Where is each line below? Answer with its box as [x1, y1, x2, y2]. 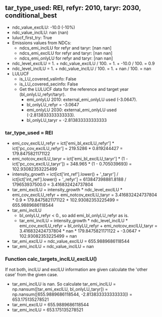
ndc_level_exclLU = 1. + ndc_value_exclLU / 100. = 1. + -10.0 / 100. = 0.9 [12, 60, 155, 66]
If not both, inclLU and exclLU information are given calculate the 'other [5, 267, 148, 272]
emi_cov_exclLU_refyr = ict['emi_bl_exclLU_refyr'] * [12, 140, 114, 146]
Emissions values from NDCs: [12, 40, 71, 46]
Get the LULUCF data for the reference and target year [19, 86, 129, 92]
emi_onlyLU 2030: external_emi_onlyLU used [26, 107, 117, 113]
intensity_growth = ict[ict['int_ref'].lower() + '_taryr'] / [12, 171, 119, 177]
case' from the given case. [5, 272, 58, 278]
